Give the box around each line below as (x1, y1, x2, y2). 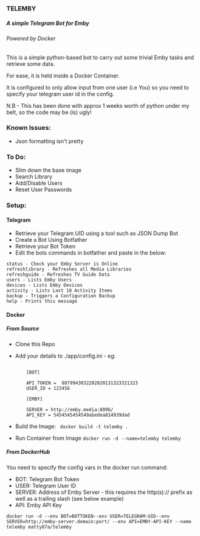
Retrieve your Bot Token (15, 242, 76, 250)
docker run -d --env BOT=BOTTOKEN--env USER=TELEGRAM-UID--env (6, 513, 170, 519)
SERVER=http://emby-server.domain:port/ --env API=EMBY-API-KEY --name (6, 518, 191, 524)
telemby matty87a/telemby (6, 524, 72, 530)
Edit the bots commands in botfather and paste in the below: (15, 249, 167, 256)
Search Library (15, 173, 53, 180)
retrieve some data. (6, 60, 55, 68)
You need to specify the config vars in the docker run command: (6, 464, 168, 471)
